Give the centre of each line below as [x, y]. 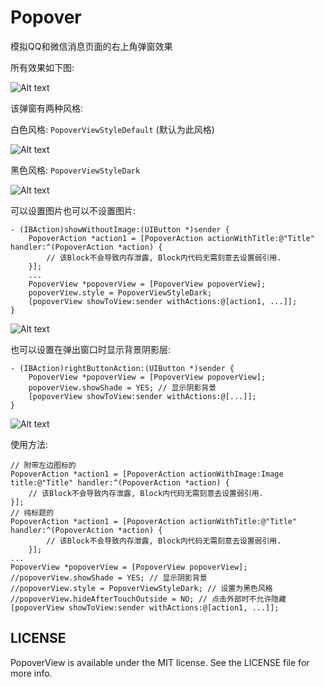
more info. [31, 673]
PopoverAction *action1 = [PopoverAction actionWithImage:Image [147, 474]
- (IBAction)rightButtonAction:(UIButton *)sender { [122, 368]
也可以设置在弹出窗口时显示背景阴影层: [91, 349]
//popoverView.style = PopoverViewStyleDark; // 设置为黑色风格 [141, 588]
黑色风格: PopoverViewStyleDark [75, 170]
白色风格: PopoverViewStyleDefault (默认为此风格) [112, 129]
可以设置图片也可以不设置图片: [73, 210]
